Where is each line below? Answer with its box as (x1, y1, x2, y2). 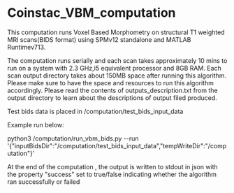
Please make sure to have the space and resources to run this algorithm (7, 78, 214, 87)
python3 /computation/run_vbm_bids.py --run (7, 134, 139, 143)
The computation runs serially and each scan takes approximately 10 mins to (7, 56, 228, 64)
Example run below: (7, 120, 64, 129)
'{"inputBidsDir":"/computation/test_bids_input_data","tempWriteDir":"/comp (7, 141, 227, 150)
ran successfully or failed (7, 177, 80, 186)
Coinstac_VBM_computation (7, 5, 176, 21)
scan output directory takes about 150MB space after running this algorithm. (7, 71, 227, 80)
